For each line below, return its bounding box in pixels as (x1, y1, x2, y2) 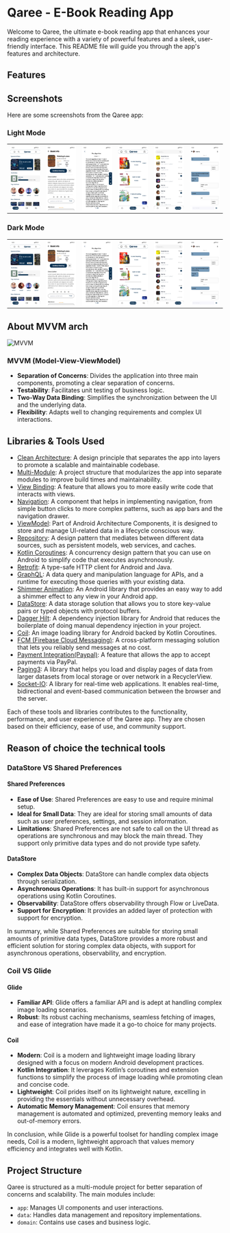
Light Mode (7, 128, 46, 138)
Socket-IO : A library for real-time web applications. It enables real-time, (16, 680, 219, 688)
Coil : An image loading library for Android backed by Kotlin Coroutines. (16, 629, 217, 637)
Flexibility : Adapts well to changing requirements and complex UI (16, 408, 202, 416)
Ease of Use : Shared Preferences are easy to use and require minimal (16, 795, 214, 803)
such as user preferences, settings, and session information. (16, 817, 188, 825)
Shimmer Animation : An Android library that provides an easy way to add (16, 585, 222, 593)
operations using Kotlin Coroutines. (16, 892, 116, 900)
